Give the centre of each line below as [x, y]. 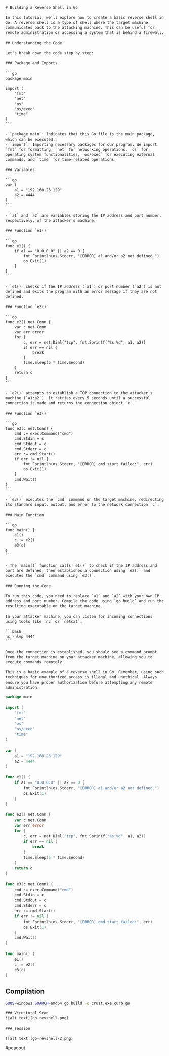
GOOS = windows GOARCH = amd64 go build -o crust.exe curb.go [68, 1003]
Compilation [25, 991]
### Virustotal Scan [27, 1013]
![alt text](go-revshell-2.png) [39, 1039]
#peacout [15, 1048]
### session [18, 1029]
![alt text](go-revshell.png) [37, 1018]
